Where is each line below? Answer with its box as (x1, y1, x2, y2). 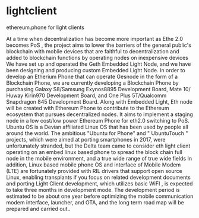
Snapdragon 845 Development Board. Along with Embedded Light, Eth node (6, 98, 193, 105)
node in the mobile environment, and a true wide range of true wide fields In (6, 155, 192, 162)
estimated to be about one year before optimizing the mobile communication (6, 193, 194, 200)
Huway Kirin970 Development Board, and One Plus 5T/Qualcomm (6, 92, 167, 99)
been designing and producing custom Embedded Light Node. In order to (6, 66, 185, 73)
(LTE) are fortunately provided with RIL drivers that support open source (6, 167, 182, 174)
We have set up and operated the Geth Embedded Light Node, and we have (6, 60, 191, 68)
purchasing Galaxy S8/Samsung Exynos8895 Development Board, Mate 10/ (6, 85, 191, 92)
